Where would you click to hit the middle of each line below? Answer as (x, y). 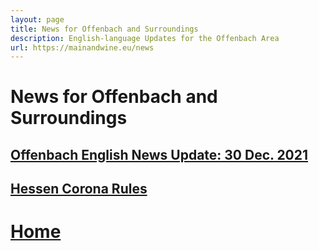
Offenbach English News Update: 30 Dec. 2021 (159, 154)
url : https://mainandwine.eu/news (82, 47)
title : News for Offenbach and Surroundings (104, 29)
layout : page (37, 19)
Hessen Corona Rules (79, 189)
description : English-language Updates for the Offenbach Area (145, 38)
